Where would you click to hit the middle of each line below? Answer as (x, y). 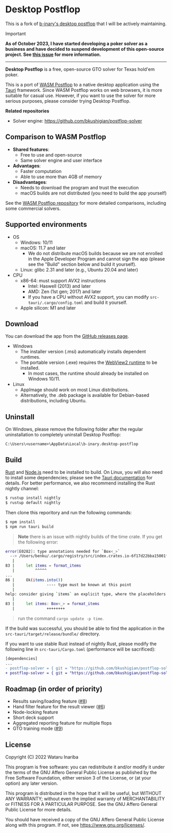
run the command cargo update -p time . (61, 618)
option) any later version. (31, 783)
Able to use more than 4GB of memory (61, 177)
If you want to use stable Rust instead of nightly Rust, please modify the (81, 644)
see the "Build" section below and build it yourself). (82, 264)
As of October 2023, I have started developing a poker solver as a (76, 43)
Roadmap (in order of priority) (54, 689)
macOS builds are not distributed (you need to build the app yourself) (93, 193)
